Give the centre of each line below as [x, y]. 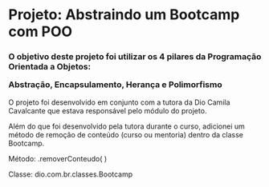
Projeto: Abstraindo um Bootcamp [124, 15]
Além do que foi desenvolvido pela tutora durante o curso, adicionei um [126, 126]
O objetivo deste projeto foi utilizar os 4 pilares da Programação [135, 57]
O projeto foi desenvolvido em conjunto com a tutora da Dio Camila [119, 102]
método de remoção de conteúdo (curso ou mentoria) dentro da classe [126, 134]
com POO [41, 32]
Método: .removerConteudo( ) [58, 158]
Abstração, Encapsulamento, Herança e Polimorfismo [115, 85]
